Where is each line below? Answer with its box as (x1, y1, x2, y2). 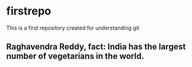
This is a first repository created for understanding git (6, 24, 140, 31)
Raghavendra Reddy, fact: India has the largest (6, 42, 186, 52)
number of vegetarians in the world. (6, 51, 144, 62)
